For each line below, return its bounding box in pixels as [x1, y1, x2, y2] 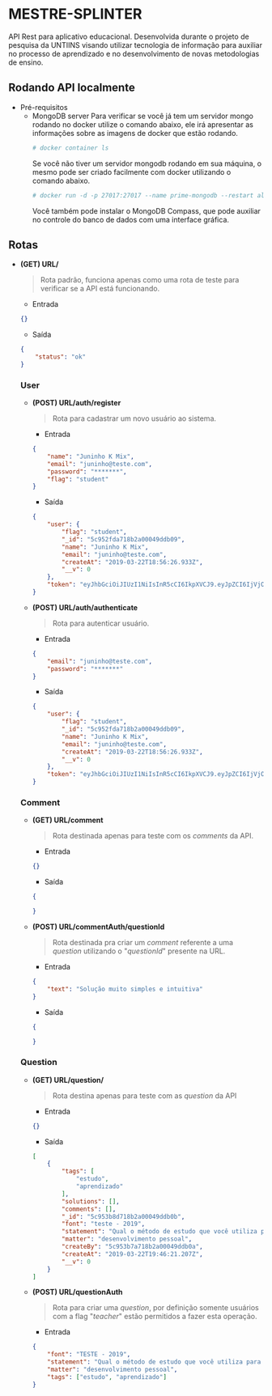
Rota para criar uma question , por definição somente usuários [52, 1303, 259, 1313]
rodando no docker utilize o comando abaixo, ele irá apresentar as [32, 119, 253, 129]
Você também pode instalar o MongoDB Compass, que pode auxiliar [32, 206, 261, 215]
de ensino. [8, 57, 44, 67]
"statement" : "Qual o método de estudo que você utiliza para [47, 1358, 261, 1366]
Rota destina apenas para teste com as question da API [52, 1090, 237, 1101]
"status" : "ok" [35, 353, 87, 361]
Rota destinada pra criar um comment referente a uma [52, 938, 233, 948]
